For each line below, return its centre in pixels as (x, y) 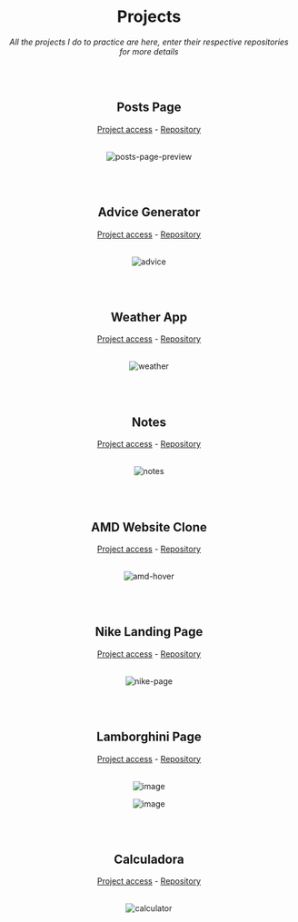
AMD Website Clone (149, 527)
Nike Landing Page (149, 632)
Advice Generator (149, 212)
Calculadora (149, 860)
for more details (149, 51)
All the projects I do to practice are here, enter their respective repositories (149, 42)
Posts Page (149, 108)
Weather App (149, 317)
